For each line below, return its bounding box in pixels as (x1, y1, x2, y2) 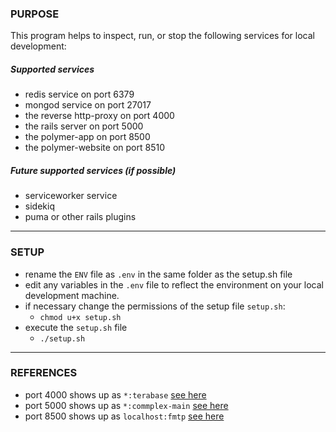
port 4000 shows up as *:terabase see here (24, 388, 207, 401)
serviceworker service (24, 190, 118, 202)
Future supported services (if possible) (10, 164, 177, 176)
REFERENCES (10, 366, 78, 380)
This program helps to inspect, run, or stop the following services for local (10, 30, 315, 42)
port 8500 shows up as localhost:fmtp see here (24, 410, 225, 422)
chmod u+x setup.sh (39, 312, 122, 322)
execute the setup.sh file (24, 321, 128, 333)
